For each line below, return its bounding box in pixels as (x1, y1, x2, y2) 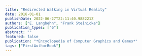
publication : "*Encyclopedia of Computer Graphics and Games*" (5, 39, 138, 44)
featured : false (5, 35, 38, 39)
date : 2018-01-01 (5, 12, 41, 17)
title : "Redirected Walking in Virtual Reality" (5, 7, 107, 12)
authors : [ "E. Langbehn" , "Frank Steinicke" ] (5, 20, 100, 26)
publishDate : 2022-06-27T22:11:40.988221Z (5, 16, 94, 21)
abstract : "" (5, 30, 32, 35)
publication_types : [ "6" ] (5, 25, 58, 30)
